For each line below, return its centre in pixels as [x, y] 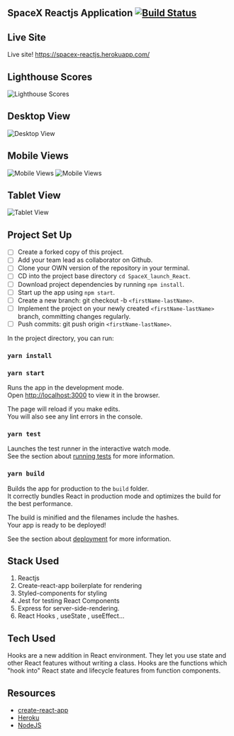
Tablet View [34, 195]
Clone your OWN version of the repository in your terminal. [104, 268]
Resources [32, 693]
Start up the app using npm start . [66, 292]
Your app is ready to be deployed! [57, 525]
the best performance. [40, 503]
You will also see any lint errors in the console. [75, 416]
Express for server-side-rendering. [68, 609]
